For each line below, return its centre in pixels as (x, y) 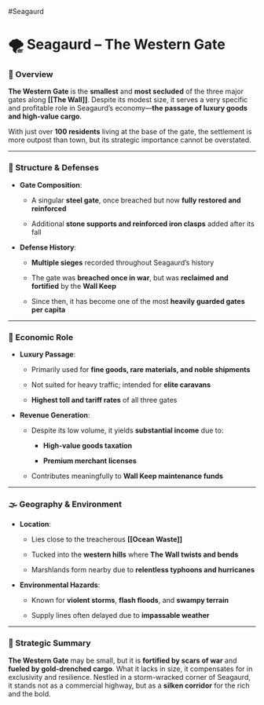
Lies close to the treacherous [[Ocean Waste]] (107, 539)
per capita (48, 309)
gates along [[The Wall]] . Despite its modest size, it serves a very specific (128, 100)
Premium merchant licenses (90, 461)
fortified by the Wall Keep (73, 286)
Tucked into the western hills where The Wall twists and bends (135, 555)
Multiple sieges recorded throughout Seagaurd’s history (123, 262)
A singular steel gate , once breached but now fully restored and (136, 200)
